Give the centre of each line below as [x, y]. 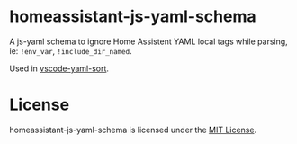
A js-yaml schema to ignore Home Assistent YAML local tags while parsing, [148, 41]
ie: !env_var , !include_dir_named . [71, 50]
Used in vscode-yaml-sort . [59, 68]
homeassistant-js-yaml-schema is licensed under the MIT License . [133, 130]
